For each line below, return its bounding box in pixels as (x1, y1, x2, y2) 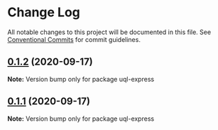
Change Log (7, 4, 80, 21)
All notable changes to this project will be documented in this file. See (7, 28, 212, 36)
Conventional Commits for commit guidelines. (7, 35, 141, 43)
